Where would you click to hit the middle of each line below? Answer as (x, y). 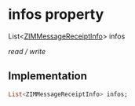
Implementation (48, 76)
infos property (56, 15)
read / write (27, 51)
